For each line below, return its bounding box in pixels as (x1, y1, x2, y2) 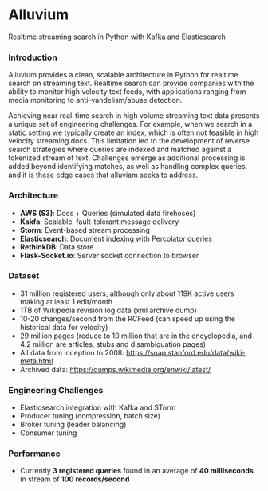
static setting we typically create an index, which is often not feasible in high (8, 128, 259, 137)
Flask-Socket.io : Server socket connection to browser (19, 250, 199, 260)
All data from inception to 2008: (19, 348, 125, 357)
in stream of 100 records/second (19, 474, 130, 484)
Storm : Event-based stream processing (19, 225, 150, 234)
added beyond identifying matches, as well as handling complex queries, (8, 162, 248, 171)
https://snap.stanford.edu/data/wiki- (126, 348, 246, 357)
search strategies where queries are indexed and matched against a (8, 145, 232, 155)
